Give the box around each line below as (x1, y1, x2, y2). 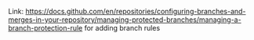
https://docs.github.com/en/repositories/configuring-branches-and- (25, 7, 246, 16)
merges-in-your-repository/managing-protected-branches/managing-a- (8, 15, 241, 24)
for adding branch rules (84, 24, 161, 32)
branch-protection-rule (8, 24, 83, 32)
